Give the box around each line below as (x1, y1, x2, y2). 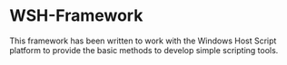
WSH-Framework (9, 5, 143, 26)
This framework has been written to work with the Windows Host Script (9, 35, 277, 46)
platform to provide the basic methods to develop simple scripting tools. (9, 44, 279, 55)
